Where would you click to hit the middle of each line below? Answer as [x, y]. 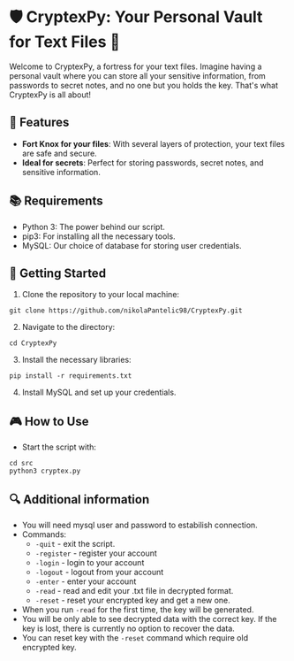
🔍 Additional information [79, 500]
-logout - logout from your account [99, 572]
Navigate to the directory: [68, 327]
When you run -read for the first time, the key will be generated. [138, 610]
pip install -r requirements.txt [71, 376]
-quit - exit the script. [75, 544]
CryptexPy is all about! [50, 95]
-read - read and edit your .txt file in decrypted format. [134, 591]
